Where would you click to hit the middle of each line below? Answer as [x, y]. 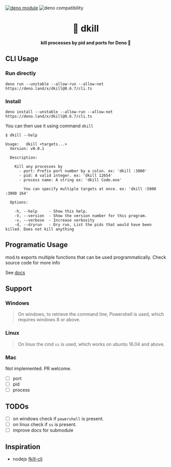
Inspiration [23, 447]
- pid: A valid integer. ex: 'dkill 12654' [66, 175]
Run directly [21, 73]
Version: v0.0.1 [27, 148]
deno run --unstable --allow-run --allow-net [54, 84]
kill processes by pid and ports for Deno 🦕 [86, 42]
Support [19, 289]
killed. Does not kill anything [40, 229]
